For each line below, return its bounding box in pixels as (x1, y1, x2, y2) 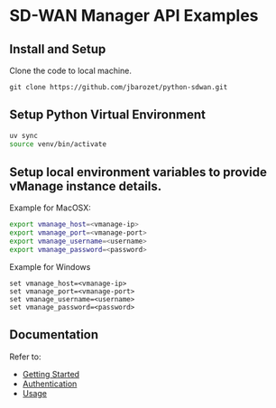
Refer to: (9, 351, 41, 362)
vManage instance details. (9, 178, 162, 194)
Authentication (22, 378, 78, 389)
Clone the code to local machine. (9, 65, 133, 76)
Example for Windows (9, 261, 91, 272)
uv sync (9, 131, 39, 140)
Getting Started (22, 368, 79, 379)
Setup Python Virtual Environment (9, 107, 206, 123)
